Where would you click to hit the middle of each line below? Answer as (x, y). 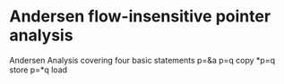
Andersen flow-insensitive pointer (140, 17)
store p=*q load (39, 70)
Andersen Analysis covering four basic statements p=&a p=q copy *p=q (142, 60)
